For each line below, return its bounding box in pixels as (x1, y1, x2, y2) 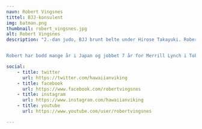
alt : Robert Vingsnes (6, 31, 61, 37)
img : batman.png (6, 20, 47, 26)
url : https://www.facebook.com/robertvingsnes (22, 86, 141, 92)
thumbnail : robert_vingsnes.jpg (6, 25, 87, 32)
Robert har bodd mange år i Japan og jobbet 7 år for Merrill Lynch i (6, 53, 187, 59)
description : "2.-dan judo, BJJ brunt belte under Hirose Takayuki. (6, 37, 182, 43)
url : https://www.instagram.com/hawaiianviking (22, 97, 144, 103)
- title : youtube (17, 103, 61, 109)
